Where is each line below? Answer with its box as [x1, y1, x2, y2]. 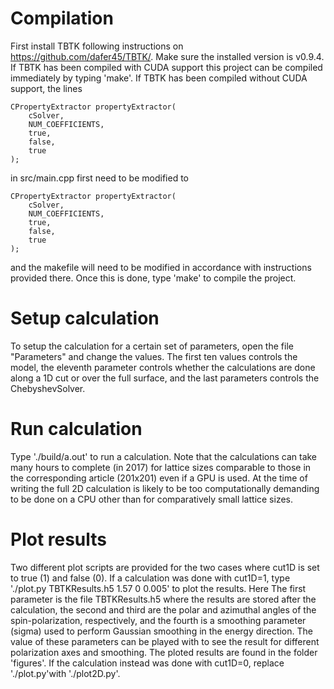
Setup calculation [10, 307, 160, 330]
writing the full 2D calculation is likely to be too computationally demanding [10, 482, 320, 494]
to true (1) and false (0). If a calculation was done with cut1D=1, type [10, 572, 291, 584]
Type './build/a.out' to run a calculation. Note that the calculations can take [10, 450, 318, 462]
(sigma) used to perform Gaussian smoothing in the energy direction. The [10, 625, 313, 637]
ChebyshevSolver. [10, 382, 86, 394]
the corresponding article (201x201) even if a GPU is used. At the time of [10, 472, 308, 484]
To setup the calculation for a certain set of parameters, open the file [10, 340, 294, 352]
